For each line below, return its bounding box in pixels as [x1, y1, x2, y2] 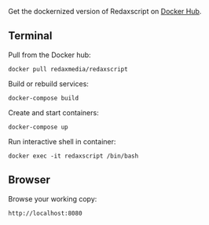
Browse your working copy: [8, 194, 97, 203]
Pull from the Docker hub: [8, 50, 92, 60]
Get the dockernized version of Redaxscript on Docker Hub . [8, 7, 202, 16]
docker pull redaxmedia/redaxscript [8, 65, 128, 73]
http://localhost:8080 [8, 209, 82, 217]
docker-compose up [8, 123, 68, 131]
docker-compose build [8, 94, 79, 102]
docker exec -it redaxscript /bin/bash [8, 152, 139, 160]
